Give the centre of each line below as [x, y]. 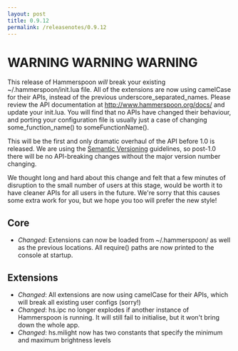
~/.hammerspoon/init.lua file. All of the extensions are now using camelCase [119, 90]
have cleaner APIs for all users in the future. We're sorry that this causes [114, 193]
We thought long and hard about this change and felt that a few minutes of [117, 178]
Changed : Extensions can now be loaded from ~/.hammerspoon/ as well [124, 240]
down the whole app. [48, 325]
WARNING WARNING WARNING [103, 62]
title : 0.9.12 [29, 21]
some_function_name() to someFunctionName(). [78, 127]
